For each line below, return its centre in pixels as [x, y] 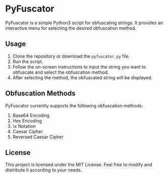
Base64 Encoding [31, 115]
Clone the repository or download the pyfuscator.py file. [71, 56]
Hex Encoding [27, 121]
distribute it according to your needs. [44, 170]
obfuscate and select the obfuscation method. [61, 72]
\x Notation [24, 126]
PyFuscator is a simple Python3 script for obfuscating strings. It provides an [84, 23]
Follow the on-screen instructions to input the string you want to [79, 67]
